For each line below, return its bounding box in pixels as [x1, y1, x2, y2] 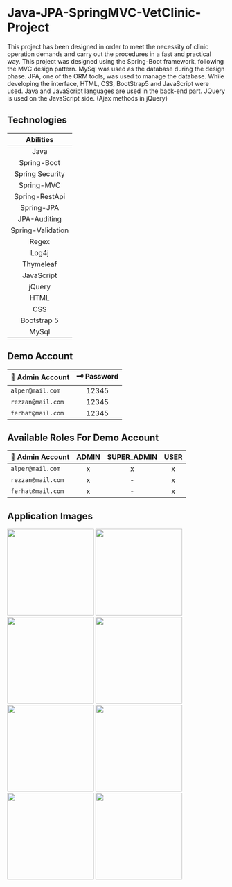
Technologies [7, 114, 68, 126]
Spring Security [14, 169, 66, 178]
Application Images [7, 510, 93, 522]
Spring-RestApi [14, 191, 66, 201]
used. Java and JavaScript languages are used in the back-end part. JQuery [7, 87, 225, 95]
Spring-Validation [10, 225, 69, 235]
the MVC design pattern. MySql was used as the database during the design [7, 64, 225, 73]
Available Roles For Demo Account [7, 431, 159, 443]
